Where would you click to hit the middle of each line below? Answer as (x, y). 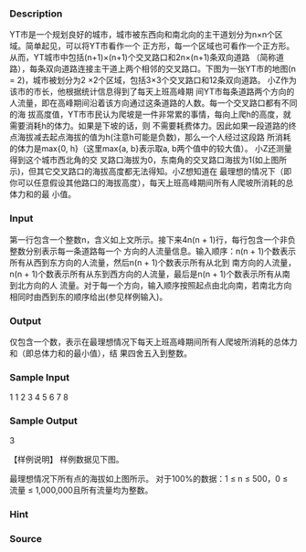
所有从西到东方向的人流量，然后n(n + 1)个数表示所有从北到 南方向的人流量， (153, 262)
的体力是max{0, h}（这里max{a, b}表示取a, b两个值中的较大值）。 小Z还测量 (151, 149)
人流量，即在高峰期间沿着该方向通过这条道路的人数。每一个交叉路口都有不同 (153, 103)
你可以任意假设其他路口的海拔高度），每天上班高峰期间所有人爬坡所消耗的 (148, 183)
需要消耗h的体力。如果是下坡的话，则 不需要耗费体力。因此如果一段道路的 (149, 126)
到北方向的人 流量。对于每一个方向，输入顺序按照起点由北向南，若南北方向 (151, 285)
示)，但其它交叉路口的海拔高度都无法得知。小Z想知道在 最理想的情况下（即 (151, 172)
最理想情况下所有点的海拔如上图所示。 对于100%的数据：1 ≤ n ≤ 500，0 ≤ (149, 479)
